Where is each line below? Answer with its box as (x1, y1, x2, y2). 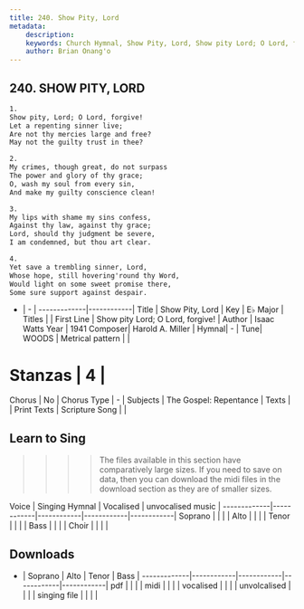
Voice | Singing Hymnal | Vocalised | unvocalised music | (9, 501, 222, 512)
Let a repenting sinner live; (9, 121, 124, 130)
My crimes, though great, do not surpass (9, 163, 168, 172)
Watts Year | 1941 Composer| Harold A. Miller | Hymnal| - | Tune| (22, 323, 262, 335)
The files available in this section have (99, 454, 242, 466)
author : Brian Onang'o (25, 47, 111, 56)
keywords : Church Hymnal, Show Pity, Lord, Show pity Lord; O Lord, (25, 38, 290, 48)
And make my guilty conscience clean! (9, 187, 156, 197)
